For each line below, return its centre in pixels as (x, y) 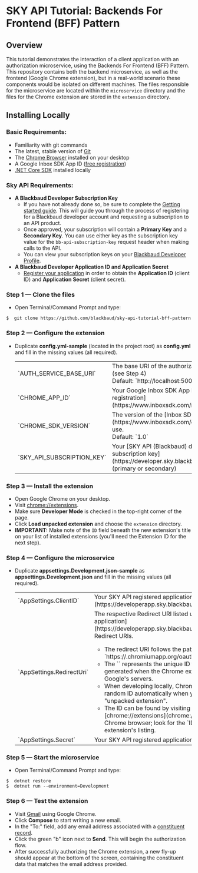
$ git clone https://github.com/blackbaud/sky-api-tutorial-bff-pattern (99, 318)
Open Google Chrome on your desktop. (62, 498)
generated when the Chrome (144, 672)
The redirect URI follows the (143, 649)
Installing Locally (38, 115)
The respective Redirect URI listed (141, 614)
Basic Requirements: (37, 132)
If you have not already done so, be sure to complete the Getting (102, 204)
